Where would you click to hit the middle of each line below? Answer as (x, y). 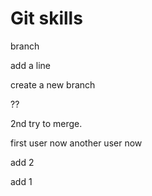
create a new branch (53, 84)
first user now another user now (76, 143)
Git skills (46, 18)
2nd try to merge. (46, 123)
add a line (30, 65)
